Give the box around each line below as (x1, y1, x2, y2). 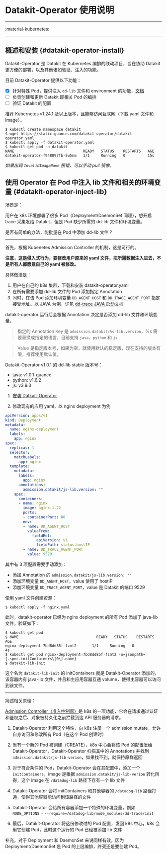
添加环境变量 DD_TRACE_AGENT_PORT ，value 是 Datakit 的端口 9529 (12, 584, 145, 590)
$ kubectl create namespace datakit (5, 127, 81, 132)
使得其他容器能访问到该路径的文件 (21, 794, 91, 800)
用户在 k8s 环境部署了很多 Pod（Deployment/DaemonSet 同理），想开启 (5, 212, 152, 218)
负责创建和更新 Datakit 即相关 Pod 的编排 (12, 94, 97, 100)
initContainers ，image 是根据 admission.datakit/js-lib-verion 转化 (12, 771, 156, 777)
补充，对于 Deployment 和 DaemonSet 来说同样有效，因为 (5, 837, 124, 843)
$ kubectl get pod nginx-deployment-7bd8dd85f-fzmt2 (5, 652, 117, 657)
